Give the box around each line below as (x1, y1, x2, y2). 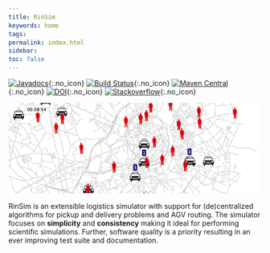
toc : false (8, 55, 45, 63)
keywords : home (8, 21, 59, 30)
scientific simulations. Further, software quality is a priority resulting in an (8, 227, 251, 237)
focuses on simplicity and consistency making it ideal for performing (8, 218, 239, 228)
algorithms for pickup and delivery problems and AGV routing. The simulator (8, 210, 261, 220)
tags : (8, 30, 27, 38)
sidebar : (8, 47, 38, 55)
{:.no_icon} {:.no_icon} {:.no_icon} (8, 87, 197, 96)
